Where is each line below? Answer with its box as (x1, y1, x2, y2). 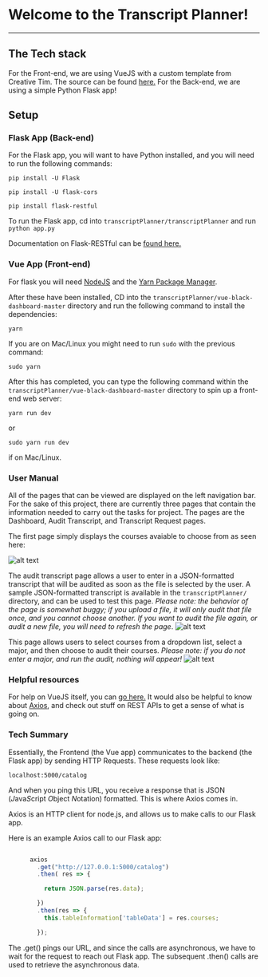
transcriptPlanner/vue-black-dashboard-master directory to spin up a (8, 385, 238, 394)
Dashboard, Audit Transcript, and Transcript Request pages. (8, 516, 206, 526)
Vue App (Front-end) (8, 259, 91, 270)
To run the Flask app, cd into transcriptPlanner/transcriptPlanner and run (8, 216, 257, 226)
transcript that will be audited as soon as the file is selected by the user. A (8, 579, 251, 589)
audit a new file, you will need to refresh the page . (8, 622, 174, 631)
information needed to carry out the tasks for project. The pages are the (8, 508, 246, 517)
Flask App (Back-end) (8, 133, 94, 144)
